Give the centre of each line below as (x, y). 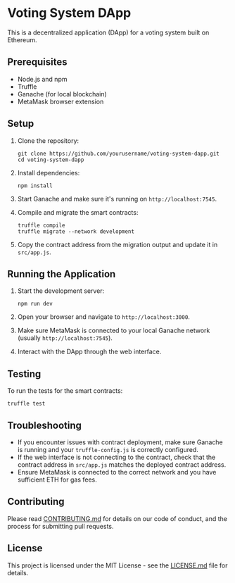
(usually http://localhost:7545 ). (65, 338)
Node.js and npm (42, 79)
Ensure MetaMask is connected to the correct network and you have (117, 472)
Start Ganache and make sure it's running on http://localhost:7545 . (117, 199)
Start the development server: (61, 291)
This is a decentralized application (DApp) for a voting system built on (108, 32)
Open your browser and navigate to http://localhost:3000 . (103, 317)
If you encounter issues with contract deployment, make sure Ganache (120, 442)
